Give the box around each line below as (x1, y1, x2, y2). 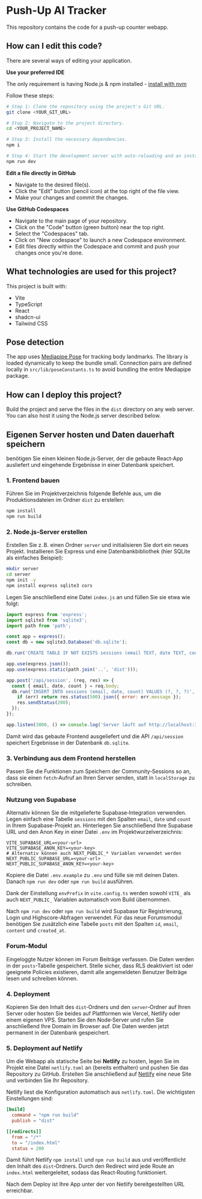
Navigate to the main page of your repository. (14, 217, 128, 224)
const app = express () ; (6, 633, 66, 640)
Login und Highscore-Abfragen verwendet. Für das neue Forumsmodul (6, 914, 182, 921)
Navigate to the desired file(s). (14, 181, 90, 188)
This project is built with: (6, 282, 67, 289)
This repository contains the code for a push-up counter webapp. (6, 23, 169, 31)
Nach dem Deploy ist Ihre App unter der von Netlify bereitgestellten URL (6, 1180, 185, 1188)
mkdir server (6, 566, 39, 572)
